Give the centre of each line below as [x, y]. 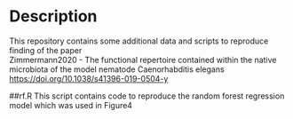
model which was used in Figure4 [71, 105]
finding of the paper [46, 50]
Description [53, 16]
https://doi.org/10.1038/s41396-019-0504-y [89, 78]
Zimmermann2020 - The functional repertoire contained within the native [143, 59]
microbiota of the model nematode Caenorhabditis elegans [117, 69]
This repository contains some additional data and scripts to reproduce [139, 41]
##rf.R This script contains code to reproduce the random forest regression [147, 96]
